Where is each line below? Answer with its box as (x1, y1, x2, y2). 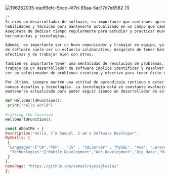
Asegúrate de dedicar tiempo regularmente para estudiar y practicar (5, 28, 155, 34)
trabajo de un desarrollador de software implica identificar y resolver (5, 66, 164, 71)
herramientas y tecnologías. (5, 33, 67, 38)
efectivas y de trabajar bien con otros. (5, 52, 94, 57)
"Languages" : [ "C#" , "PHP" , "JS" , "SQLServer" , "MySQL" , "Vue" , (7, 145, 148, 150)
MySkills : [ (5, 136, 30, 141)
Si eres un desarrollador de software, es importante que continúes (5, 19, 153, 24)
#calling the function (5, 112, 53, 117)
